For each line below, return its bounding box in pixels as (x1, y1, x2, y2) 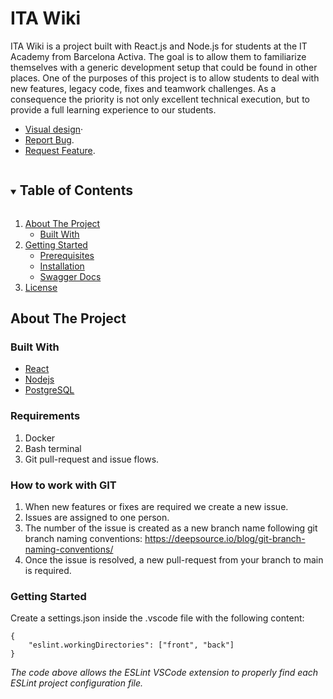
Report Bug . (24, 133, 75, 146)
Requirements (10, 409, 81, 423)
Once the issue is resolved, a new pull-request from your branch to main (24, 554, 324, 566)
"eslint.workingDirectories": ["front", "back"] (28, 640, 235, 651)
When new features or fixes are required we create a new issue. (24, 501, 289, 513)
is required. (24, 565, 72, 577)
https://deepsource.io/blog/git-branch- (144, 533, 306, 545)
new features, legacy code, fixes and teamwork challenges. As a (10, 82, 277, 94)
